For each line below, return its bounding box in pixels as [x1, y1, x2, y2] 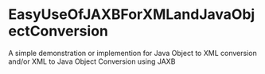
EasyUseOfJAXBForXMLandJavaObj [8, 6, 255, 24]
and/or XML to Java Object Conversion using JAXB [8, 57, 176, 66]
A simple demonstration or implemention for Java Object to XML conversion [8, 48, 257, 57]
